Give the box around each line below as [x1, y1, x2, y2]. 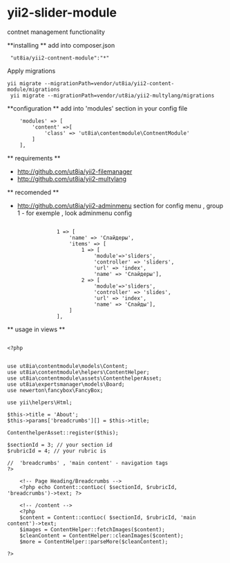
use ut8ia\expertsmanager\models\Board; [7, 380, 126, 388]
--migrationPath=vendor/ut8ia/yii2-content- [44, 80, 175, 87]
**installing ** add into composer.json [7, 41, 115, 49]
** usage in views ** [7, 325, 66, 333]
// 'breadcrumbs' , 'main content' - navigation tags [7, 459, 169, 466]
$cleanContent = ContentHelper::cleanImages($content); [19, 532, 184, 539]
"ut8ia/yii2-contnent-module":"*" [10, 54, 110, 62]
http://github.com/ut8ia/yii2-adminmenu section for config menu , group [17, 201, 224, 210]
